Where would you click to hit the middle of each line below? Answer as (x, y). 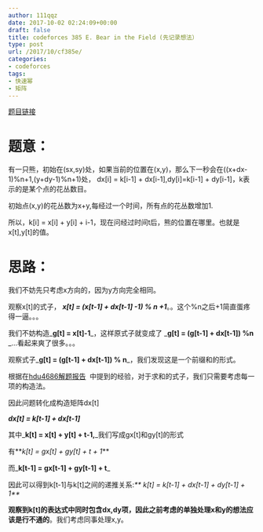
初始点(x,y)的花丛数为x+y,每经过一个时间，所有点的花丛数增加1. (111, 206)
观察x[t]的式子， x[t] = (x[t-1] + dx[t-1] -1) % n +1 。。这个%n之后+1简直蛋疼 (130, 307)
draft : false (29, 30)
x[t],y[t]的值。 (31, 232)
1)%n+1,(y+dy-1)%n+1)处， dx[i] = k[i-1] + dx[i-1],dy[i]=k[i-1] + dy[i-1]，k (126, 179)
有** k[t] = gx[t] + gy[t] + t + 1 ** (59, 451)
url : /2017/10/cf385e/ (45, 52)
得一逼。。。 (26, 317)
